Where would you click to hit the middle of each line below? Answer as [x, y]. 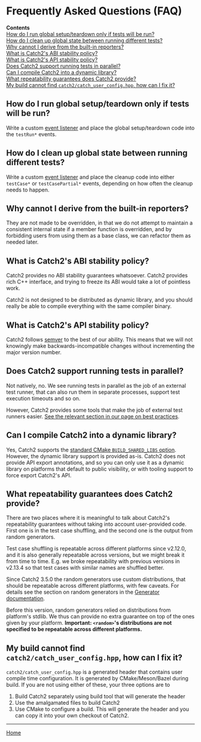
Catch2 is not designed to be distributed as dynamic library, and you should [100, 300]
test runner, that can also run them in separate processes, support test [93, 392]
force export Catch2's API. [39, 475]
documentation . [26, 599]
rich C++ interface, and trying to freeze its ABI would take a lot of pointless [98, 282]
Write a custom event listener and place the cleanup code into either [90, 177]
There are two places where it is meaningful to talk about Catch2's [88, 518]
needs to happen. [28, 190]
